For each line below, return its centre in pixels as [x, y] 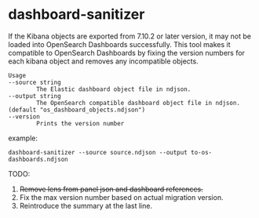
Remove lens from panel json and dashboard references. [111, 189]
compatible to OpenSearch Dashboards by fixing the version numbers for [127, 53]
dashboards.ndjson [38, 159]
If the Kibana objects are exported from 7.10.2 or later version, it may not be [129, 36]
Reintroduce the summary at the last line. [86, 205]
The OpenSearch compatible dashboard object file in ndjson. [139, 103]
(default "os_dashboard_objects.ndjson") [77, 110]
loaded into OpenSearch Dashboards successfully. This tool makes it [119, 44]
